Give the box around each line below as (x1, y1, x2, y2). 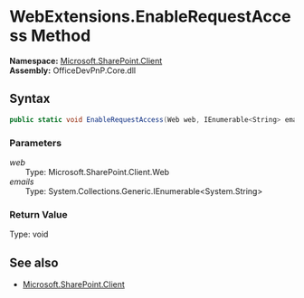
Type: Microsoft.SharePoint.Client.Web (25, 166, 170, 177)
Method (30, 25, 91, 46)
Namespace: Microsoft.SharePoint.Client (9, 55, 163, 66)
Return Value (9, 208, 68, 220)
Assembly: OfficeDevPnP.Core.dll (9, 65, 137, 76)
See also (9, 255, 59, 270)
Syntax (9, 91, 51, 107)
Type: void (9, 228, 49, 240)
